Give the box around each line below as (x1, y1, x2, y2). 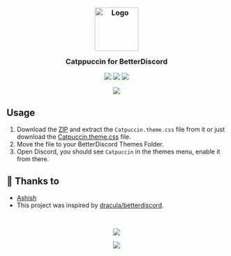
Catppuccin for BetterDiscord (65, 57, 168, 66)
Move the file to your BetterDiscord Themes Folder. (16, 140, 165, 149)
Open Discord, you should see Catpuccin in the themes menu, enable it (16, 147, 221, 156)
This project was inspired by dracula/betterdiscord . (16, 201, 165, 209)
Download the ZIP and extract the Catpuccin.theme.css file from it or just (16, 126, 225, 134)
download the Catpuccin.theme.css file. (16, 133, 132, 141)
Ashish (16, 193, 37, 202)
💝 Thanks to (6, 175, 60, 187)
